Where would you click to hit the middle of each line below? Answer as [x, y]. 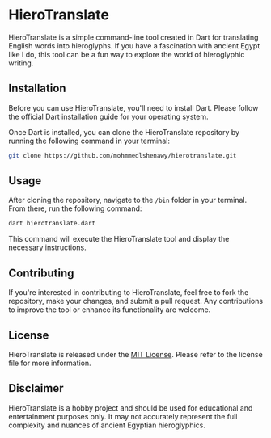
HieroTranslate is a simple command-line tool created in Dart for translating [133, 37]
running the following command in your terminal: [89, 141]
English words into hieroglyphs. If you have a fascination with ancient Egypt [134, 45]
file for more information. [50, 363]
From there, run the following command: [75, 208]
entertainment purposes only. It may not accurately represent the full [123, 416]
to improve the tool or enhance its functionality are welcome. [110, 310]
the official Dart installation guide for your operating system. [108, 116]
